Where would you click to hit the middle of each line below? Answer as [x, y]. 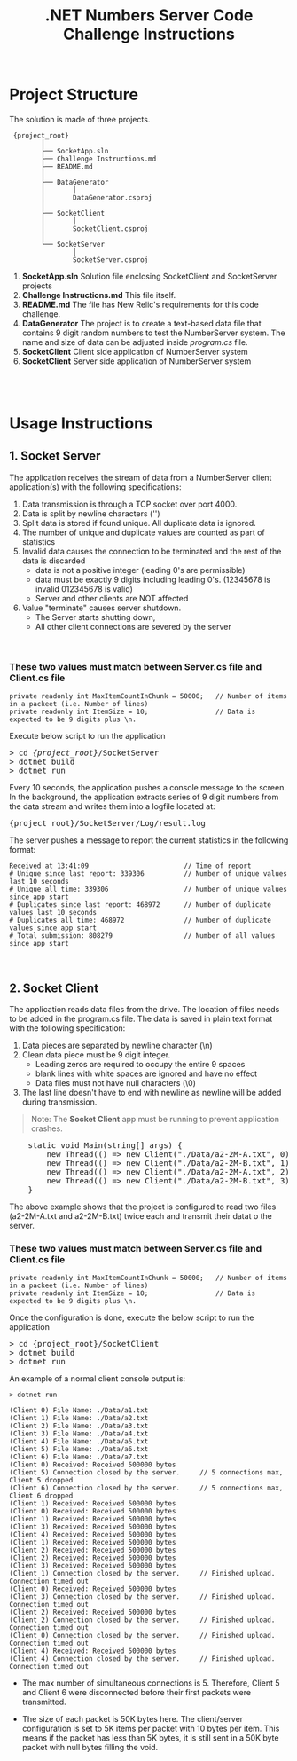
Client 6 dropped [41, 1496]
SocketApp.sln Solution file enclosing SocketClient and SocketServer [149, 276]
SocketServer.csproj [110, 259]
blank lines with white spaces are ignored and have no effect [146, 1073]
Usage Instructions [81, 424]
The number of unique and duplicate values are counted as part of [143, 532]
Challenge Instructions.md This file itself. [98, 295]
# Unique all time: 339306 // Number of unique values [148, 889]
